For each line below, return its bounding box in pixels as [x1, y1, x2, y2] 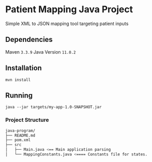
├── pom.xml [5, 137, 31, 143]
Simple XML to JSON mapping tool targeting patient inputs [5, 20, 129, 27]
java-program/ [5, 128, 36, 133]
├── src [5, 142, 22, 148]
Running [5, 91, 33, 100]
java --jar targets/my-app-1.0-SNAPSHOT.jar [5, 105, 102, 110]
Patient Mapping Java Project [5, 4, 133, 15]
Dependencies [5, 35, 53, 44]
